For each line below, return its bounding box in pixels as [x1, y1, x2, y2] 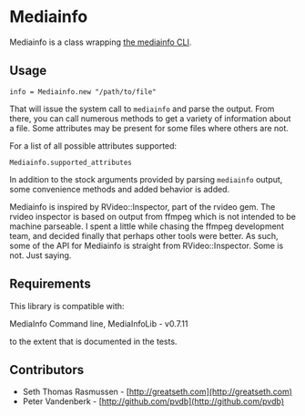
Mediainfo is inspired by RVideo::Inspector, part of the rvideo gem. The [9, 201, 276, 212]
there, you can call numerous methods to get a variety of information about [9, 112, 291, 124]
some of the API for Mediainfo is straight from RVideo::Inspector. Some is [9, 240, 284, 251]
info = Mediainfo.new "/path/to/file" [9, 87, 157, 97]
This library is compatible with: [9, 300, 125, 311]
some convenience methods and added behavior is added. [9, 183, 230, 194]
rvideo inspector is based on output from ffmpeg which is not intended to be [9, 211, 296, 222]
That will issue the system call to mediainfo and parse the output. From [9, 103, 275, 114]
